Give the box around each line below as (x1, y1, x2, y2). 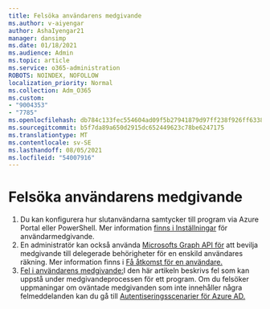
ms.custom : (8, 94, 45, 102)
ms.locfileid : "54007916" (8, 153, 95, 161)
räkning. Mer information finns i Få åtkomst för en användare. (19, 258, 223, 267)
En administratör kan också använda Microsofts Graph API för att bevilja (19, 240, 259, 250)
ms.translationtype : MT (8, 131, 88, 139)
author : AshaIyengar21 (8, 26, 84, 35)
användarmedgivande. (19, 232, 95, 242)
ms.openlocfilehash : (8, 116, 78, 124)
